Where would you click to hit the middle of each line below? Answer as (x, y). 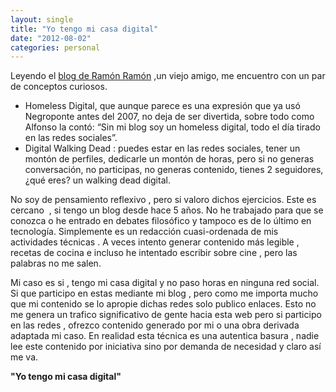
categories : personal (55, 47)
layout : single (42, 19)
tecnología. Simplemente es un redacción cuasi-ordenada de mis (144, 232)
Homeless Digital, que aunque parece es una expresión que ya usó (162, 106)
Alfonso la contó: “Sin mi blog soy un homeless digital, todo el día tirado (172, 127)
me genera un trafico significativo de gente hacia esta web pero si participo (166, 315)
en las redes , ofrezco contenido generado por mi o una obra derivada (155, 325)
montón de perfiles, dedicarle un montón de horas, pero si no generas (169, 159)
